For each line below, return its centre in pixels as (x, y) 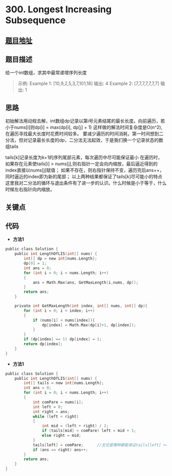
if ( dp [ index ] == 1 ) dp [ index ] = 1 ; (63, 339)
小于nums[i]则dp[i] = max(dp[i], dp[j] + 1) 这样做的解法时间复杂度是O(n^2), (84, 127)
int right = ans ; (51, 412)
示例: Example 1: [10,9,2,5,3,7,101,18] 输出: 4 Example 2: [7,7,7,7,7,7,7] (89, 83)
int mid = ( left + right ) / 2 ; (75, 426)
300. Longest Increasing (58, 9)
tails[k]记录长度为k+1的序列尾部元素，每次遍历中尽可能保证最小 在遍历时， (84, 158)
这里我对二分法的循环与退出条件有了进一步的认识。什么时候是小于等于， (81, 183)
